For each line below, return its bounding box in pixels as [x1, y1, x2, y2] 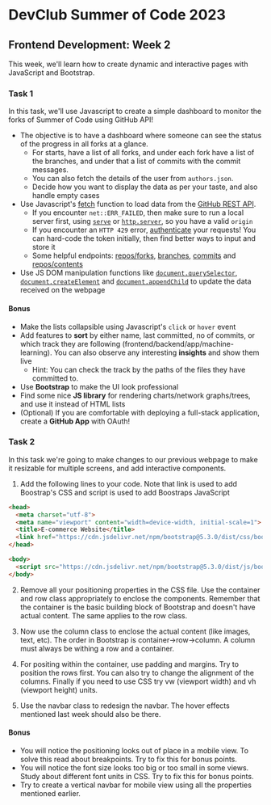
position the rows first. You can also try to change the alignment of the [19, 668, 254, 677]
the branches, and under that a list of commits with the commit [31, 156, 241, 166]
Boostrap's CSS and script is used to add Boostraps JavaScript [19, 487, 230, 497]
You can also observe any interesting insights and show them [53, 348, 260, 357]
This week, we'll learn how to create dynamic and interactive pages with [8, 59, 248, 69]
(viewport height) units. [19, 685, 98, 694]
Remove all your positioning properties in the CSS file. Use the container [19, 584, 261, 595]
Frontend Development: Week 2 [8, 38, 171, 52]
